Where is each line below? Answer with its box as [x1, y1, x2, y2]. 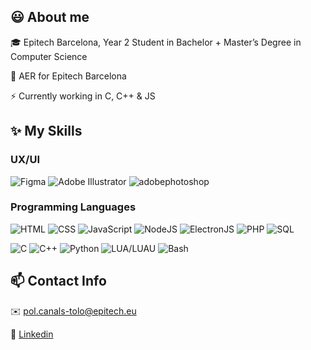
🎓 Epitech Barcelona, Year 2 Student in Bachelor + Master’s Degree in [10, 36, 302, 48]
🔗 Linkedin [10, 328, 54, 340]
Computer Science [10, 50, 88, 62]
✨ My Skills [10, 123, 83, 140]
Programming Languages [10, 200, 137, 214]
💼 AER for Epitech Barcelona [10, 70, 127, 82]
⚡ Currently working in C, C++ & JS [10, 90, 156, 102]
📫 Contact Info [10, 273, 107, 290]
